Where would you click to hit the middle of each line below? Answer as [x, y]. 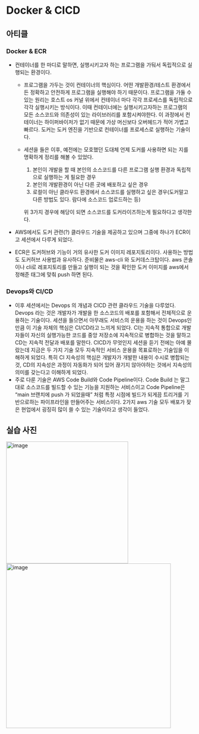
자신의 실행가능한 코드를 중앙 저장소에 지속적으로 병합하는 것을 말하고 [111, 335]
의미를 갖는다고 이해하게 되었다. [51, 372]
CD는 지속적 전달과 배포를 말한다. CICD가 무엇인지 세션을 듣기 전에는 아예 [100, 343]
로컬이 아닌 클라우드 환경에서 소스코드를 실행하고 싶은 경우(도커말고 [110, 192]
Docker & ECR [26, 51]
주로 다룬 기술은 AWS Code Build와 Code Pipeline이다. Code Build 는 [97, 380]
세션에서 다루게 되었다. [48, 239]
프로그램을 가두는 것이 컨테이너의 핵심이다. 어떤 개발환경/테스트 [97, 84]
